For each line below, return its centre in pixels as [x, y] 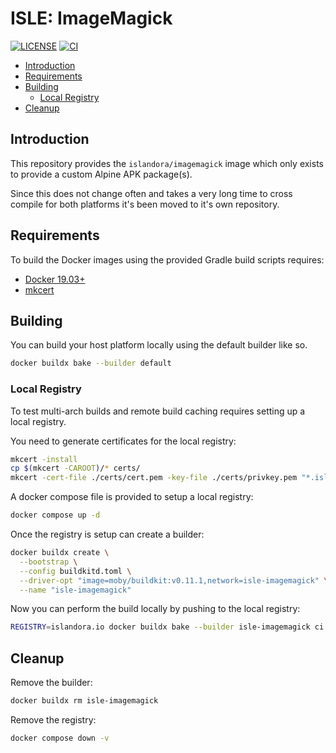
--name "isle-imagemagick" [75, 590]
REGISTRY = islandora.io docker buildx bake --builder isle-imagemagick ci [167, 627]
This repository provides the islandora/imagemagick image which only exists [167, 163]
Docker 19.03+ [55, 279]
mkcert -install [44, 459]
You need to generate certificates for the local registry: [123, 441]
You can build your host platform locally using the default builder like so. [159, 345]
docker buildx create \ [60, 553]
